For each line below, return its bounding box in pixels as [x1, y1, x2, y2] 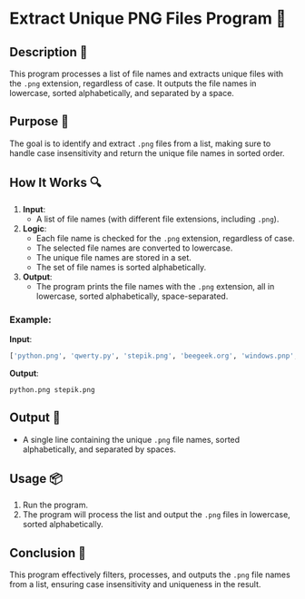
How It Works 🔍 [9, 175, 102, 191]
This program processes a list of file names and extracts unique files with [9, 68, 284, 79]
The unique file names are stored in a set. [35, 251, 192, 262]
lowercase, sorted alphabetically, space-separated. [35, 290, 229, 301]
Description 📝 [9, 44, 88, 60]
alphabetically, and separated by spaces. [22, 444, 177, 455]
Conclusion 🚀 [9, 545, 86, 561]
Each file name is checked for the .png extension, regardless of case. [35, 232, 295, 243]
